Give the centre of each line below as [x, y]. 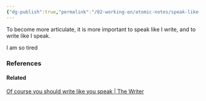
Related [16, 78]
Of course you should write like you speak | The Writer [75, 91]
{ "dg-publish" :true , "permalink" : [49, 12]
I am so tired [22, 47]
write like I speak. [29, 36]
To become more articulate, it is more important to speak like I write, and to [101, 29]
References [24, 63]
